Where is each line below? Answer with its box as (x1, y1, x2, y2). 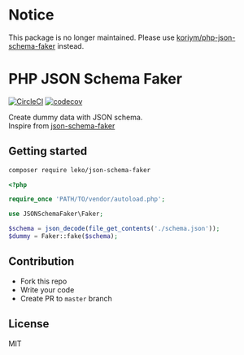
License (8, 317, 50, 331)
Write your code (20, 284, 75, 294)
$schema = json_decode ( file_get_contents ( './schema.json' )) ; (8, 225, 220, 233)
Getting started (8, 145, 88, 158)
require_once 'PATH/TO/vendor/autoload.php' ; (8, 195, 165, 204)
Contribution (8, 254, 75, 269)
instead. (56, 41, 85, 50)
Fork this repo (20, 276, 68, 286)
